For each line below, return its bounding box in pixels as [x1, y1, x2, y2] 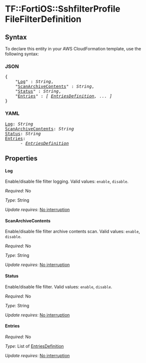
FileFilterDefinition [5, 14, 82, 25]
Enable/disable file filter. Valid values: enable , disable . [5, 284, 113, 289]
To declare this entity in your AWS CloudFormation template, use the [5, 46, 141, 51]
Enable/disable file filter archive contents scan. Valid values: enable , [5, 229, 140, 235]
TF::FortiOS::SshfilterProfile [5, 3, 121, 15]
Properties [5, 154, 38, 162]
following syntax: [5, 51, 39, 57]
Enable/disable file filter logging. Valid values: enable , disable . [5, 178, 129, 185]
